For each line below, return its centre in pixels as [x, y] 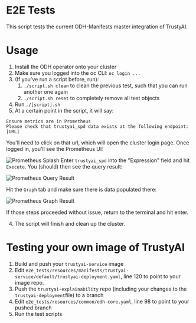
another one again [46, 91]
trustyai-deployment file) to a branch [59, 295]
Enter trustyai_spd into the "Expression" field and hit [125, 160]
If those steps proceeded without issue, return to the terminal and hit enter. [97, 212]
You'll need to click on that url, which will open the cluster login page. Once [98, 143]
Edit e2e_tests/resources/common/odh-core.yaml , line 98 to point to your [102, 301]
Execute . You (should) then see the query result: [64, 166]
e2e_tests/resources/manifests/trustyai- [77, 271]
